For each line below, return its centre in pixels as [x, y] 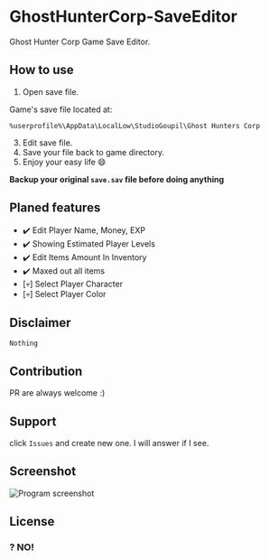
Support [33, 421]
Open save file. [51, 91]
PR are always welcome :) [57, 393]
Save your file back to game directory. [93, 152]
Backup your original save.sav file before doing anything [116, 179]
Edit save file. [47, 143]
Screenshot [43, 471]
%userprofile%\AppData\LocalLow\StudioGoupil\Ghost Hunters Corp [134, 126]
